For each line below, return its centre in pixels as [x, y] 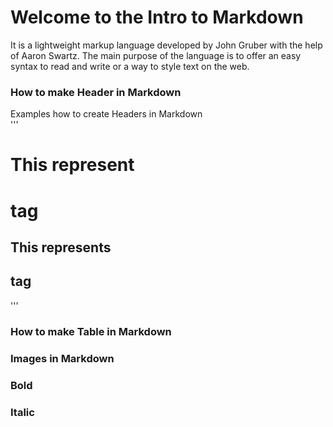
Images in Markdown [62, 358]
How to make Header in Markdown [96, 92]
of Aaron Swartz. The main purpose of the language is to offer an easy [156, 55]
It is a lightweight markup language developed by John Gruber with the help [166, 45]
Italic [22, 412]
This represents [61, 247]
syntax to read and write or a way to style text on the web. [130, 66]
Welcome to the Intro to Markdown [157, 17]
